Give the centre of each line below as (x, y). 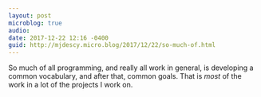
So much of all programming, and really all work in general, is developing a (131, 68)
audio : (19, 30)
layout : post (30, 16)
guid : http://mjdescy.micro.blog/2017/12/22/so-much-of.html (112, 45)
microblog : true (35, 23)
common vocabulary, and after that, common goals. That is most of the (125, 76)
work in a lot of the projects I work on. (71, 85)
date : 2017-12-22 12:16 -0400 (59, 38)
